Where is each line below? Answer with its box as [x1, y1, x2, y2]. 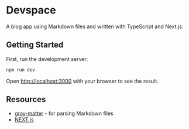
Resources [6, 94, 46, 104]
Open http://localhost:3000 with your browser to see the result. [6, 77, 159, 84]
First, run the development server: [6, 55, 88, 62]
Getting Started [6, 40, 64, 50]
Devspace [6, 4, 57, 17]
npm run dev [6, 67, 35, 73]
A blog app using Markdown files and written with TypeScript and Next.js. [6, 23, 184, 30]
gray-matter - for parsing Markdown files [14, 110, 114, 117]
